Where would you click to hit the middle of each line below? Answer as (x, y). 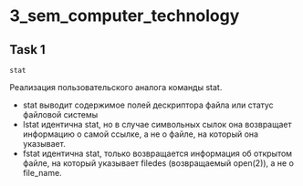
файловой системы (60, 114)
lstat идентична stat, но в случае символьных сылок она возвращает (157, 124)
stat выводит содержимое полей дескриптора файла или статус (148, 105)
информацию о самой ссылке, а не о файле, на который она (140, 134)
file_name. (42, 173)
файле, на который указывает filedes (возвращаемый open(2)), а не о (158, 163)
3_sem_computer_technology (125, 16)
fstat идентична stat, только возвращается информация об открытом (157, 153)
